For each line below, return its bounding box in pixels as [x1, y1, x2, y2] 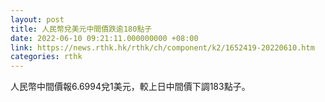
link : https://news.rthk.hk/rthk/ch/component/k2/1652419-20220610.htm [10, 42, 315, 53]
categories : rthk [10, 52, 83, 62]
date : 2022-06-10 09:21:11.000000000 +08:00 [10, 33, 199, 43]
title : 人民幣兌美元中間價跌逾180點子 [10, 24, 153, 34]
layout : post [10, 14, 65, 25]
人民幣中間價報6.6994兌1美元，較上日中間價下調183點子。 [10, 81, 251, 93]
